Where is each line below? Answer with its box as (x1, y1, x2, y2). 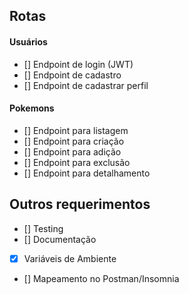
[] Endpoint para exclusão (23, 156, 131, 168)
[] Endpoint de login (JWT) (23, 58, 134, 70)
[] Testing (23, 222, 64, 234)
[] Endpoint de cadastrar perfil (23, 79, 149, 91)
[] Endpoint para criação (23, 135, 125, 147)
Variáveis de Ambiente (23, 252, 117, 264)
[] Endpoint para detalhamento (23, 167, 151, 179)
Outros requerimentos (9, 196, 151, 213)
